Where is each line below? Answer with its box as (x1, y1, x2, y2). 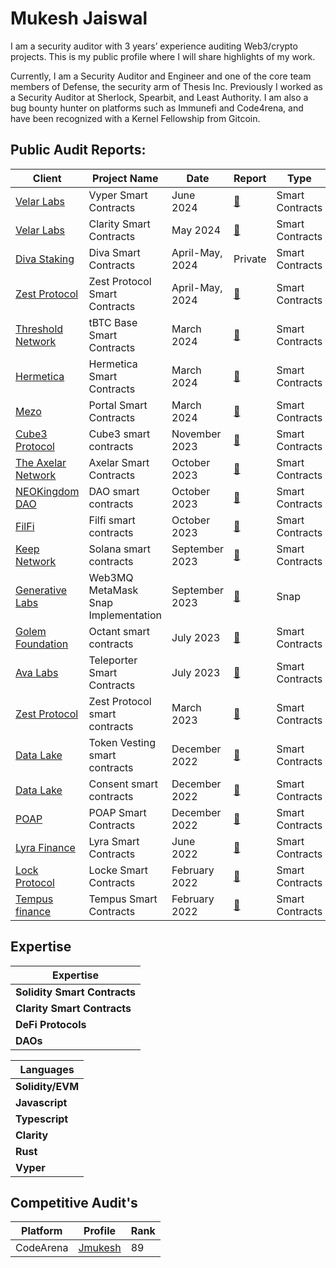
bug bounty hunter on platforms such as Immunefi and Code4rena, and (10, 102, 304, 114)
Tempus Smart (88, 892, 158, 906)
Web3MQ (88, 570, 134, 584)
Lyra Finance (15, 840, 76, 854)
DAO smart (88, 484, 140, 498)
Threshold (15, 322, 64, 336)
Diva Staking (15, 252, 75, 266)
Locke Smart (88, 863, 149, 877)
